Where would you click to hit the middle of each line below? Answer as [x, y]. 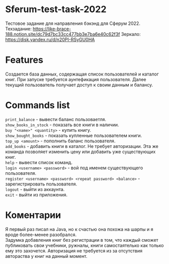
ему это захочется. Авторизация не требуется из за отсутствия [74, 251]
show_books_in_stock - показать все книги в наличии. [62, 125]
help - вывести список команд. [39, 162]
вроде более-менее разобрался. [41, 235]
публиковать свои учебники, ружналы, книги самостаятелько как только [85, 245]
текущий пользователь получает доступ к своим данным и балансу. [79, 85]
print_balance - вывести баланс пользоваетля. [56, 119]
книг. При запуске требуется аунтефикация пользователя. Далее [76, 79]
